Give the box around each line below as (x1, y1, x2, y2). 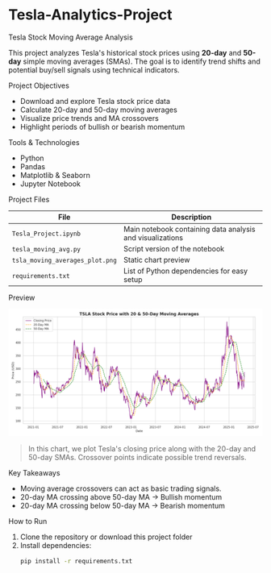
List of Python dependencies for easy (123, 266, 248, 276)
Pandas (19, 161, 46, 171)
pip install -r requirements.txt (19, 557, 133, 565)
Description (171, 212, 212, 222)
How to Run (8, 516, 48, 525)
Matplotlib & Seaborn (19, 170, 90, 180)
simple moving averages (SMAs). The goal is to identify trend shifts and (23, 56, 261, 66)
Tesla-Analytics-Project (8, 6, 173, 24)
